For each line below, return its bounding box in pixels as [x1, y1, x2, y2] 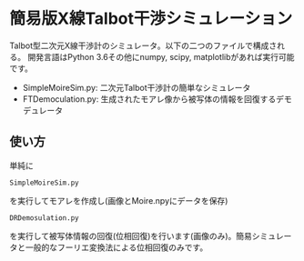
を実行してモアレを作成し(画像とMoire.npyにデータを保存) [9, 195, 228, 206]
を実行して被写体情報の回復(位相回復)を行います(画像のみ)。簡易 [9, 230, 253, 241]
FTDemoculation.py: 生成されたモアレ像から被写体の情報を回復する [22, 93, 277, 105]
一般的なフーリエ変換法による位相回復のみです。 [25, 242, 208, 253]
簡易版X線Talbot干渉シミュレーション [9, 8, 293, 29]
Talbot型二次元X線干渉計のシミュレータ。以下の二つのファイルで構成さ [9, 40, 278, 51]
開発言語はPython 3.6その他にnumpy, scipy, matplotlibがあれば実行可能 [26, 51, 295, 62]
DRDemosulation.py [9, 213, 79, 223]
